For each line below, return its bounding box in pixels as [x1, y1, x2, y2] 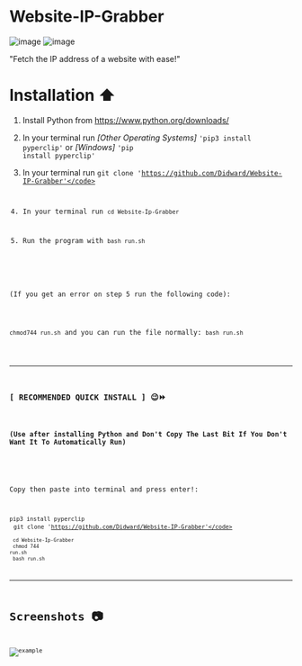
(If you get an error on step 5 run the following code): [9, 290, 231, 299]
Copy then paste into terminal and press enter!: [9, 484, 200, 494]
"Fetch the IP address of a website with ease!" [9, 53, 182, 64]
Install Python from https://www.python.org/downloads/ [22, 114, 229, 125]
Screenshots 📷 [9, 609, 103, 624]
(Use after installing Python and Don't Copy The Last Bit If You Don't [9, 430, 288, 439]
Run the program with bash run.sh [22, 236, 146, 245]
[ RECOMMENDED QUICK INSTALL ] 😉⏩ [9, 392, 166, 402]
